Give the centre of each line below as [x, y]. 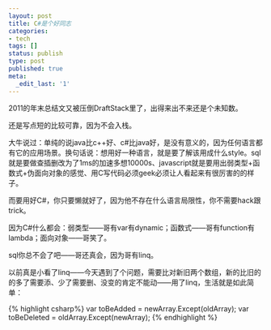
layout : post [30, 16]
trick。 [19, 210]
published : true [36, 69]
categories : [28, 31]
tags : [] [23, 46]
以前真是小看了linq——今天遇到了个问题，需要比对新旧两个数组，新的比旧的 [135, 272]
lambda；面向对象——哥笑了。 [60, 238]
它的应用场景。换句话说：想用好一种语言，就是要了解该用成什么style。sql [138, 152]
